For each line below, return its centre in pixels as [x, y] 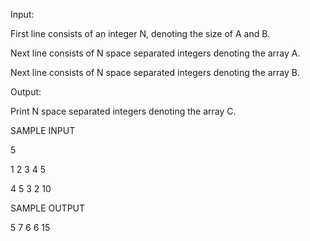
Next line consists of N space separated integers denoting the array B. [155, 72]
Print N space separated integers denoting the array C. [123, 111]
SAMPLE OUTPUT [48, 208]
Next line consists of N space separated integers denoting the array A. [155, 53]
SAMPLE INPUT [43, 130]
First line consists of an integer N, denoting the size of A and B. [140, 33]
